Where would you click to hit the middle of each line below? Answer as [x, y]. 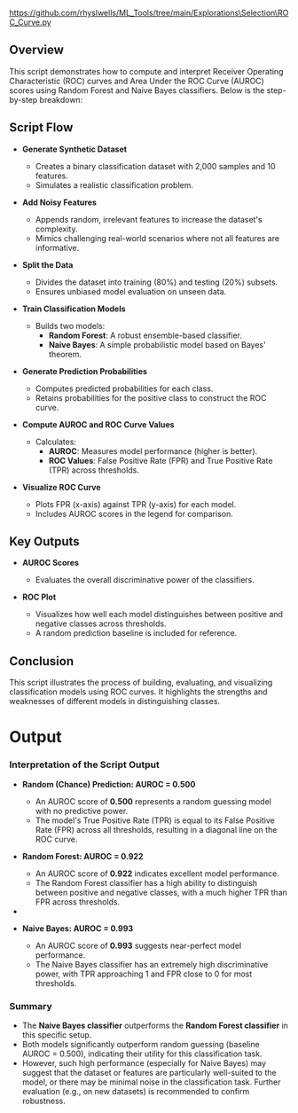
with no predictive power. [82, 811]
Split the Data [47, 264]
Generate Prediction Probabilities [85, 371]
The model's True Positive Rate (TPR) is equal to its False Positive [155, 820]
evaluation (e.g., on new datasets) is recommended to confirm [136, 1092]
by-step [24, 99]
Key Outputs [44, 541]
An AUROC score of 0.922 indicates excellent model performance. [157, 874]
